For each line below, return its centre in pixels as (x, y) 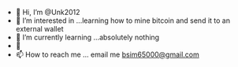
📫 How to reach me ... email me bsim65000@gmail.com (107, 54)
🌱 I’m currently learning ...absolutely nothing (87, 37)
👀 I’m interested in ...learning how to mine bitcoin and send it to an (123, 20)
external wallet (39, 29)
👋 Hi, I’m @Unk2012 (48, 12)
